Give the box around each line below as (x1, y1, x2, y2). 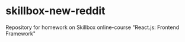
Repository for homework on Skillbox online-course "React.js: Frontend (5, 24, 180, 31)
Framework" (5, 30, 36, 37)
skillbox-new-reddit (5, 4, 106, 18)
